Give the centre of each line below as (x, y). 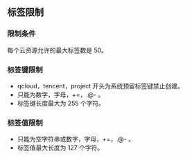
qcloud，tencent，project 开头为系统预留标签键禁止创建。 (100, 86)
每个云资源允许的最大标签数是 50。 (57, 50)
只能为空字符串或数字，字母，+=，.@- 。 (76, 139)
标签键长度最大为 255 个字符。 (61, 103)
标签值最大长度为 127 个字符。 (60, 148)
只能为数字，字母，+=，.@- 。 (61, 95)
